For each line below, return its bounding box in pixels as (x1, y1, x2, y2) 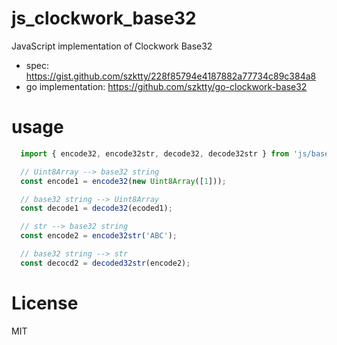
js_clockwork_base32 (11, 7, 197, 30)
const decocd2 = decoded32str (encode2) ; (20, 258, 191, 268)
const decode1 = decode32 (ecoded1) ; (20, 203, 173, 214)
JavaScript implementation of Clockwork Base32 (11, 40, 213, 52)
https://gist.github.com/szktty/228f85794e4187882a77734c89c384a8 (25, 70, 317, 82)
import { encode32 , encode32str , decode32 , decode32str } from (20, 148, 289, 159)
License (11, 292, 79, 314)
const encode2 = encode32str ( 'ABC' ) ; (20, 231, 178, 241)
